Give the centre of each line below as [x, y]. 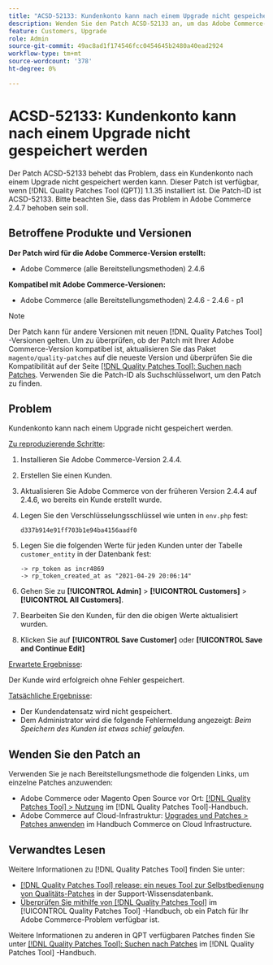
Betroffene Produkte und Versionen [100, 234]
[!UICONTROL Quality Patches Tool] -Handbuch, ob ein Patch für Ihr [134, 911]
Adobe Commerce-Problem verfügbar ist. [90, 920]
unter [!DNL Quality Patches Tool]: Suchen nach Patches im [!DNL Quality [131, 944]
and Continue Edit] [52, 649]
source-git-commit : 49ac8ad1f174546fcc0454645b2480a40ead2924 [116, 46]
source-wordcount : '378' [50, 62]
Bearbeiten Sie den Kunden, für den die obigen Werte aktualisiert [129, 616]
